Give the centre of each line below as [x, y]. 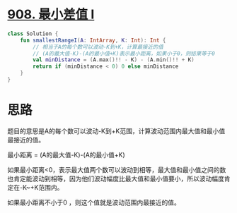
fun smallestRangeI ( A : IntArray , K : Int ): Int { [93, 40]
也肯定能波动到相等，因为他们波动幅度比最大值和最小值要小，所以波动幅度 [116, 178]
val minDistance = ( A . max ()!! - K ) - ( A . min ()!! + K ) [114, 60]
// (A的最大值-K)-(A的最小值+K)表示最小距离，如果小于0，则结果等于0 [124, 54]
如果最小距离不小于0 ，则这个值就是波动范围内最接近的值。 [94, 202]
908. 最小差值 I [51, 14]
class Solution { [33, 34]
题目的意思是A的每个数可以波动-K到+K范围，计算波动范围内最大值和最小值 [116, 130]
